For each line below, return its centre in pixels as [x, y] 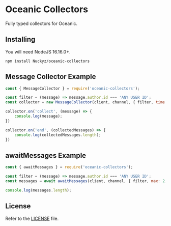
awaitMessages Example [46, 156]
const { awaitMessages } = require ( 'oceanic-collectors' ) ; [69, 167]
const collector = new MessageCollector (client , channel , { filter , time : [86, 102]
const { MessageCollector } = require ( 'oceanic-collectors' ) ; [73, 88]
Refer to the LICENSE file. [32, 218]
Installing [20, 39]
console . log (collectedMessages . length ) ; [58, 135]
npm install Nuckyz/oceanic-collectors [48, 61]
